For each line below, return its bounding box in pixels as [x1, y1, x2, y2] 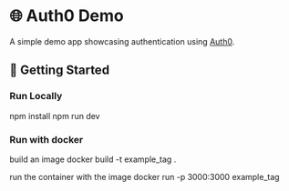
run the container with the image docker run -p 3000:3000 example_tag [9, 171, 280, 182]
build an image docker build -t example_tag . [9, 154, 177, 165]
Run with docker [9, 133, 84, 146]
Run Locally [9, 90, 63, 103]
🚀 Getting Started [9, 63, 110, 78]
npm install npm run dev [9, 110, 100, 121]
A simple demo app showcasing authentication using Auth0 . [9, 35, 235, 46]
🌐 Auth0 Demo [9, 5, 125, 26]
